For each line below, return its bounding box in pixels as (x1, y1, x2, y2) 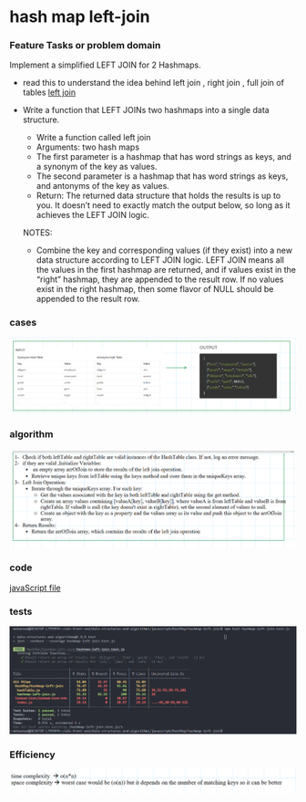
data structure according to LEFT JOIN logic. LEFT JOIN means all (36, 255, 285, 266)
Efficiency (9, 748, 56, 761)
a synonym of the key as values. (36, 161, 158, 172)
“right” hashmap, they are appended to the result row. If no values (36, 274, 284, 285)
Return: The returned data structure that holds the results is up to (36, 190, 281, 202)
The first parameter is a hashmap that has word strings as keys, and (36, 151, 291, 162)
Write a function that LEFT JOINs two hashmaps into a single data (22, 105, 270, 116)
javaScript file (9, 582, 61, 593)
